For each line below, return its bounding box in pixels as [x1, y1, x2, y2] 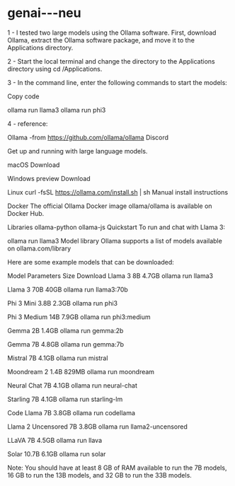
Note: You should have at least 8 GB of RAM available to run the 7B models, [7, 463, 227, 472]
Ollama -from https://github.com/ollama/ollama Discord [7, 133, 168, 141]
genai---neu [7, 5, 81, 21]
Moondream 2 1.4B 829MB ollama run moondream [7, 367, 154, 376]
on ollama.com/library [7, 244, 71, 253]
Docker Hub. [7, 209, 45, 217]
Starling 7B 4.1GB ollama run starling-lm [7, 395, 123, 403]
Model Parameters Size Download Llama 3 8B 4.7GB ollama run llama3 [7, 271, 214, 280]
